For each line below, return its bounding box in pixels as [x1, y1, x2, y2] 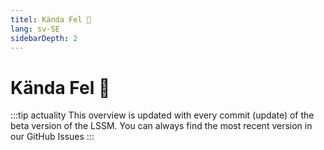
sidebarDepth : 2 [10, 33, 78, 43]
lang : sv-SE [10, 24, 60, 34]
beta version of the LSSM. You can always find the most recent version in [10, 120, 313, 132]
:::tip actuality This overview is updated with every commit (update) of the [10, 109, 315, 121]
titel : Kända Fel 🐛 [10, 14, 92, 25]
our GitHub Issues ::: [10, 131, 95, 143]
